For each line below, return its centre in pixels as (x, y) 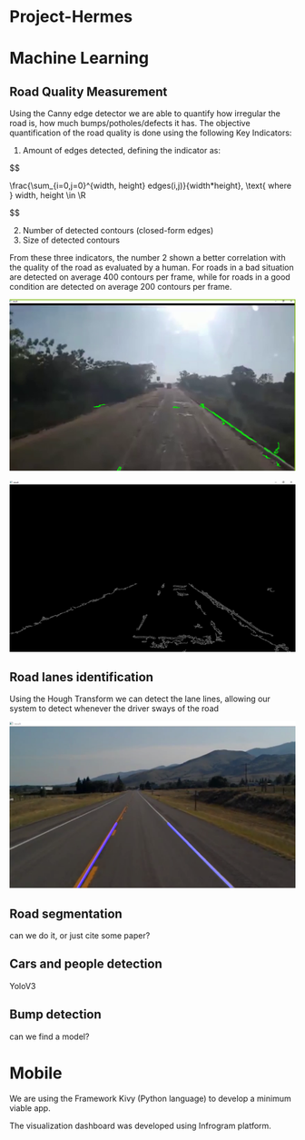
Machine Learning (79, 59)
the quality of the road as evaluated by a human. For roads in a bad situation (152, 268)
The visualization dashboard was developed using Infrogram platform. (141, 1125)
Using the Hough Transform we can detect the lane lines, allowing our (140, 699)
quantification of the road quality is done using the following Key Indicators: (151, 133)
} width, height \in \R (48, 195)
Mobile (36, 1073)
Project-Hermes (71, 17)
